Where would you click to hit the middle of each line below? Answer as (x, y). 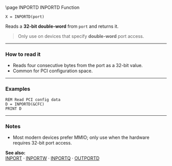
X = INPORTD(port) (25, 17)
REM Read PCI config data (33, 99)
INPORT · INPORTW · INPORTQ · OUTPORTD (52, 158)
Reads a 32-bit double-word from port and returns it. (62, 26)
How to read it (23, 54)
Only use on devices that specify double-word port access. (81, 36)
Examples (18, 89)
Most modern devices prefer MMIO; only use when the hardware (81, 137)
